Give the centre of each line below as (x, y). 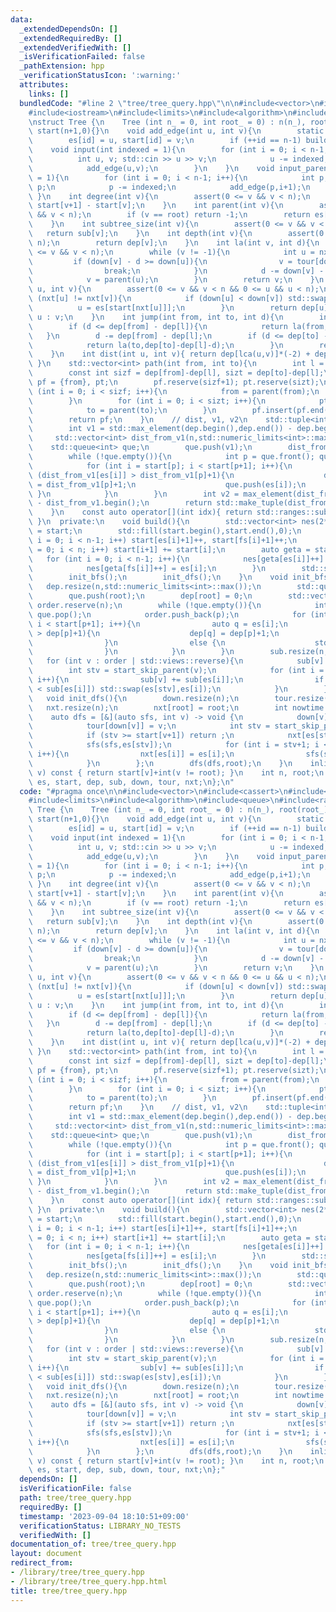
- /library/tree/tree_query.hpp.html (89, 1581)
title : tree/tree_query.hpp (69, 1591)
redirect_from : (42, 1563)
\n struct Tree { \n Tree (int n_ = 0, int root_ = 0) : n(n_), (167, 122)
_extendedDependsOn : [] (68, 29)
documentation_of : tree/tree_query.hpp (93, 1544)
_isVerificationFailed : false (82, 57)
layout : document (46, 1554)
